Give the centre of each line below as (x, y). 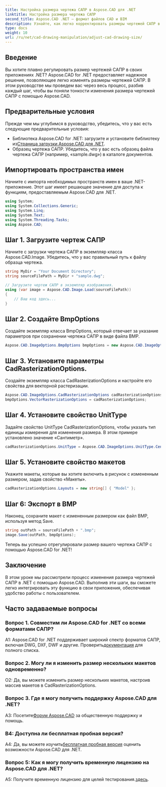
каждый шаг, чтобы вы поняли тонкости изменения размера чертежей (80, 90)
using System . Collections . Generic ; (42, 206)
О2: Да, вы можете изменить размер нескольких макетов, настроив (78, 680)
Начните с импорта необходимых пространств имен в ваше (69, 182)
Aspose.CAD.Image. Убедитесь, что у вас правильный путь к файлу (76, 257)
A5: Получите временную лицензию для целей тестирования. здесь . (77, 780)
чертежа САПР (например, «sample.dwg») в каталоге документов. (83, 154)
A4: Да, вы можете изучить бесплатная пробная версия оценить (73, 744)
